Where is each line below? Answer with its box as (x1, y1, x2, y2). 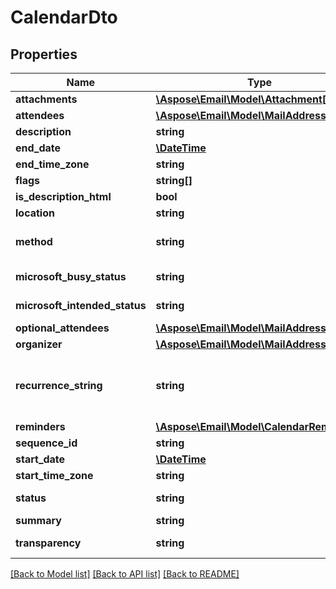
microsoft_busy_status (15, 270, 127, 283)
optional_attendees (15, 321, 110, 335)
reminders (15, 420, 66, 433)
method (15, 235, 53, 248)
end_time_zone (15, 157, 90, 171)
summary (15, 514, 62, 527)
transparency (15, 536, 82, 550)
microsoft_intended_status (15, 299, 147, 312)
